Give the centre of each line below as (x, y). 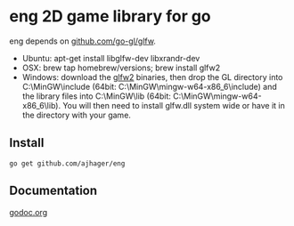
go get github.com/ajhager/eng (67, 163)
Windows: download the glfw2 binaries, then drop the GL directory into (152, 77)
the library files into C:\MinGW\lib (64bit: (97, 96)
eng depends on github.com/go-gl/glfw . (82, 41)
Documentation (53, 191)
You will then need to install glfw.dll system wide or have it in (173, 105)
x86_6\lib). (41, 105)
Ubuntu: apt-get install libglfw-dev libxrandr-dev (111, 58)
